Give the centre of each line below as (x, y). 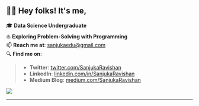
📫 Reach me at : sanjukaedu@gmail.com (56, 45)
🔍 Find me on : (24, 54)
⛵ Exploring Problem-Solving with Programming (67, 37)
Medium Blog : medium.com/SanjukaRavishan (85, 79)
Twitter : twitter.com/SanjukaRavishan (75, 67)
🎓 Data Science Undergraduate (46, 25)
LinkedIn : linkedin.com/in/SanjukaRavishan (82, 74)
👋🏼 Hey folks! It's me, (46, 11)
